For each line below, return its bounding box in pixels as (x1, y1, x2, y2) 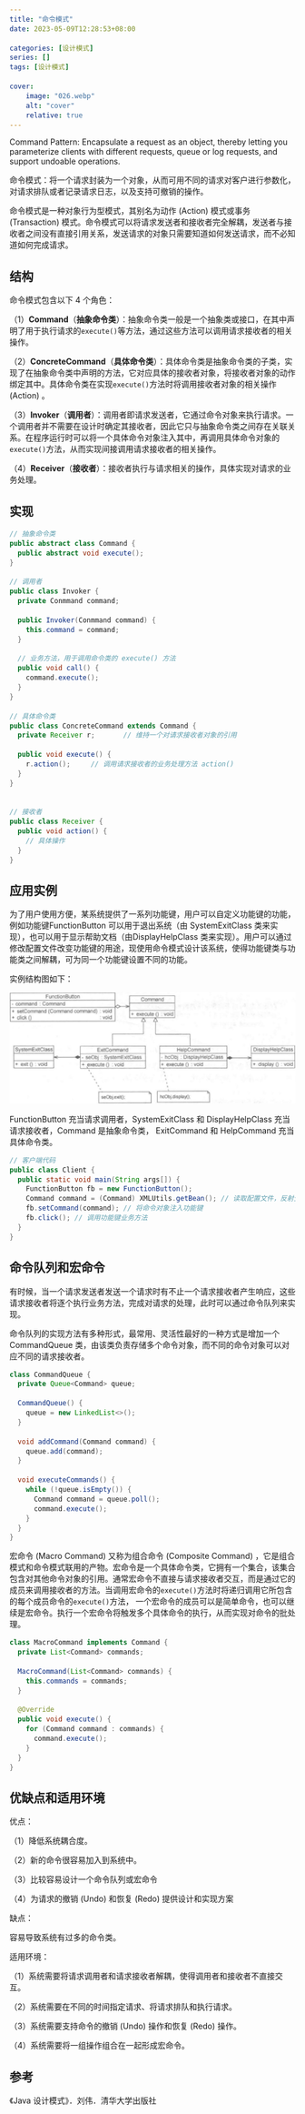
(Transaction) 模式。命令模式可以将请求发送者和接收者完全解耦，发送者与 (9, 216, 284, 227)
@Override (17, 1706, 54, 1715)
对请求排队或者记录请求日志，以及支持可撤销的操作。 (9, 186, 209, 197)
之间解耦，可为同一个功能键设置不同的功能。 (25, 954, 192, 965)
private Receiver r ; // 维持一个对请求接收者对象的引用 (17, 730, 238, 740)
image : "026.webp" (25, 91, 95, 100)
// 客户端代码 (9, 1155, 56, 1164)
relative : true (25, 110, 84, 120)
